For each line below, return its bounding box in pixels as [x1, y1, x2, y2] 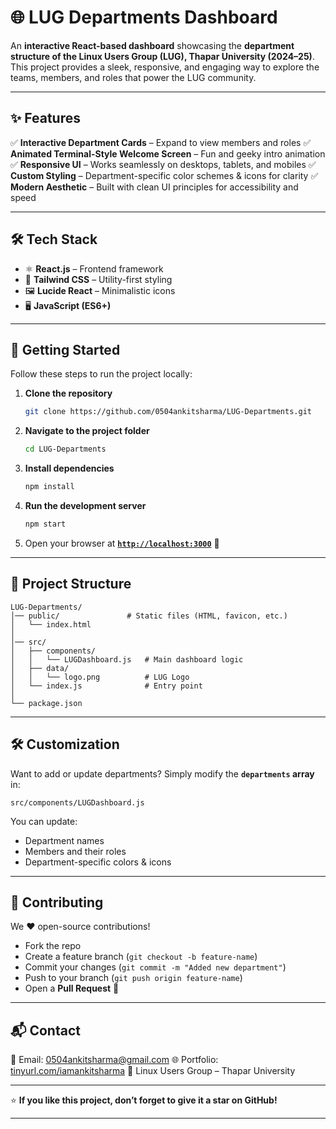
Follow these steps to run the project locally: [10, 368, 193, 380]
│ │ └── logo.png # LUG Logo [10, 672, 190, 682]
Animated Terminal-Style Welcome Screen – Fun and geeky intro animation [10, 147, 326, 160]
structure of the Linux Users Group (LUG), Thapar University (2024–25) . [10, 50, 315, 62]
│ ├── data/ [10, 663, 70, 673]
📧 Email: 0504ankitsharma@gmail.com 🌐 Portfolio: [10, 1054, 219, 1066]
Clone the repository [24, 387, 113, 400]
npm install [24, 482, 75, 492]
